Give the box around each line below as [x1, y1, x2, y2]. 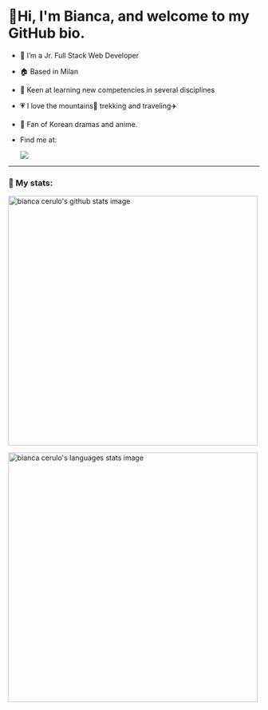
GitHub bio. [8, 24, 85, 42]
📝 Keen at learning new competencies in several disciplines [19, 85, 215, 94]
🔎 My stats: [8, 177, 53, 188]
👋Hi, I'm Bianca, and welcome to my [8, 7, 250, 26]
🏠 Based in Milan [19, 66, 78, 76]
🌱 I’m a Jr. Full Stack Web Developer [19, 50, 140, 60]
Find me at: [19, 135, 57, 145]
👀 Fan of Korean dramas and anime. [19, 119, 138, 129]
